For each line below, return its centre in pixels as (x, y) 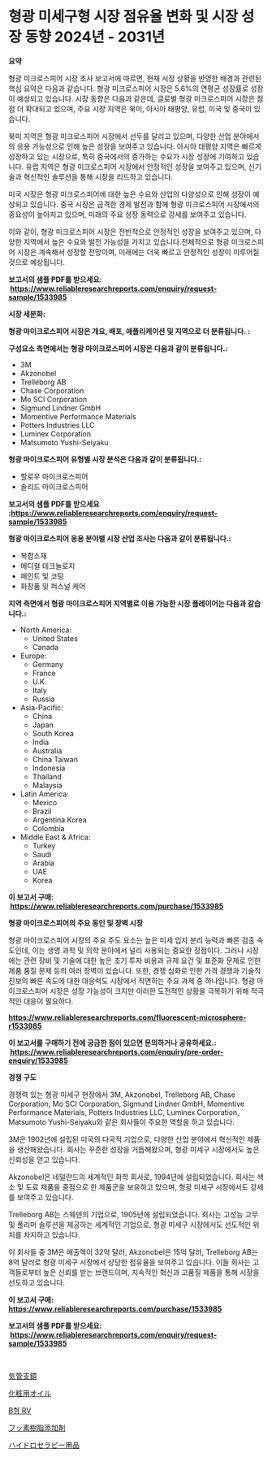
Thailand (47, 776)
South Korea (53, 733)
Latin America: (44, 794)
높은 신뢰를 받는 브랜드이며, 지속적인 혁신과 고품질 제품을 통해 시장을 (151, 1272)
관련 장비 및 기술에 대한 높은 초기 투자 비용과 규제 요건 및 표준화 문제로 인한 (142, 960)
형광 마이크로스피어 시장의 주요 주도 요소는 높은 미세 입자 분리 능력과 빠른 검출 (132, 940)
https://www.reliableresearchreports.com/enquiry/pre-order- (117, 1052)
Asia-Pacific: (41, 707)
